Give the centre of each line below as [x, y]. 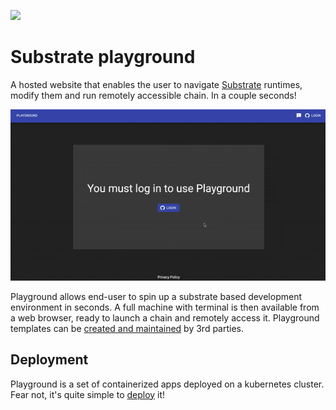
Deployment [49, 360]
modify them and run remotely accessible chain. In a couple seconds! [153, 95]
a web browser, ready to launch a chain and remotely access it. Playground [165, 317]
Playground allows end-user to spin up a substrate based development [156, 296]
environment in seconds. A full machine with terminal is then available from [165, 307]
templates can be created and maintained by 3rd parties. [127, 328]
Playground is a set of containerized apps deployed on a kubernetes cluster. [167, 384]
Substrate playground [103, 57]
